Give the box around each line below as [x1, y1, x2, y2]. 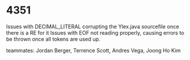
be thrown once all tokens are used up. [6, 35, 101, 42]
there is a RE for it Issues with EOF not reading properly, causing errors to [6, 29, 185, 36]
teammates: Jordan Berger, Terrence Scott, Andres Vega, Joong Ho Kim [6, 46, 181, 54]
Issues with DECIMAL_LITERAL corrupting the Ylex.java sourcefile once [6, 23, 179, 30]
